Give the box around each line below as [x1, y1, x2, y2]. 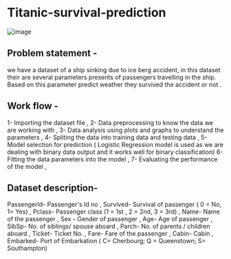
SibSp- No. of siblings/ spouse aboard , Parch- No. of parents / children [7, 222, 210, 231]
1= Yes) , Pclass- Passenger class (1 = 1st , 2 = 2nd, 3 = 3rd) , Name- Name [7, 207, 220, 216]
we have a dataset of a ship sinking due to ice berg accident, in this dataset [7, 65, 221, 74]
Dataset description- [7, 182, 98, 194]
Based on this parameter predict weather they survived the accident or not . [7, 80, 222, 89]
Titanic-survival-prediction [7, 5, 166, 21]
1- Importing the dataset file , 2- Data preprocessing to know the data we [7, 118, 214, 126]
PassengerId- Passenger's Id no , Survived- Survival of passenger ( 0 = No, [7, 201, 222, 209]
